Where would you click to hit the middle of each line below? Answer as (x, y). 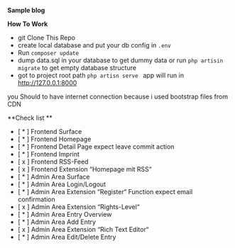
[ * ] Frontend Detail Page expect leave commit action (96, 147)
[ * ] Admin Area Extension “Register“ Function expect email (105, 192)
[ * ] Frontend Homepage (54, 139)
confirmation (36, 199)
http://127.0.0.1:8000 (47, 83)
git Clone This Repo (47, 38)
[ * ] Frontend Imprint (49, 154)
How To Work (28, 24)
